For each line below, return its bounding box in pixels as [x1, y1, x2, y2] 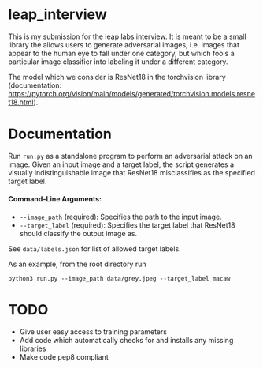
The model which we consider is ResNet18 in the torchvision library [8, 72, 226, 81]
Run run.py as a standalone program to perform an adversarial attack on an [8, 151, 254, 160]
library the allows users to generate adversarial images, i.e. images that [8, 40, 240, 49]
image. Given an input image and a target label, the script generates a [8, 160, 235, 169]
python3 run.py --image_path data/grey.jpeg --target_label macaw [8, 275, 231, 283]
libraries [19, 344, 46, 353]
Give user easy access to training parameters [19, 327, 168, 337]
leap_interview [8, 6, 108, 24]
